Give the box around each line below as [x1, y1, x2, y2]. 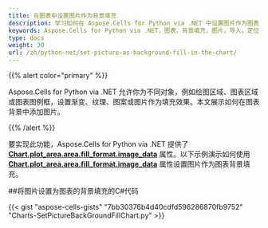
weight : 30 [8, 41, 45, 49]
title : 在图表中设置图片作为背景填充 [8, 11, 117, 20]
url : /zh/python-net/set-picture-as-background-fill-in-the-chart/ [8, 49, 238, 57]
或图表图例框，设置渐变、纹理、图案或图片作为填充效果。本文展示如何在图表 [8, 97, 260, 106]
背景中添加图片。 [8, 107, 65, 116]
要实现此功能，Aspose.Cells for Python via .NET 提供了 [8, 140, 189, 148]
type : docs [8, 33, 45, 42]
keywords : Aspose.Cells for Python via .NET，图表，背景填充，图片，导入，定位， [8, 26, 266, 34]
